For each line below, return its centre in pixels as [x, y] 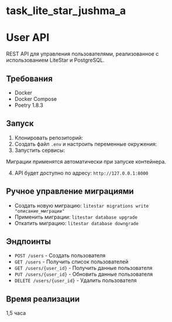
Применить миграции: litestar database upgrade [76, 217]
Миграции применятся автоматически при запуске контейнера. [86, 161]
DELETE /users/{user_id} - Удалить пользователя [75, 280]
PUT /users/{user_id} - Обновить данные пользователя [84, 274]
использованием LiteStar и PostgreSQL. [55, 60]
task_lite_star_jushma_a [66, 11]
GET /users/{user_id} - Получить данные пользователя [83, 268]
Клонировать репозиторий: [49, 138]
